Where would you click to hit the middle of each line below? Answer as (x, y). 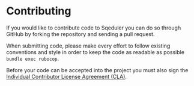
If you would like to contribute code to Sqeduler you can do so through (94, 28)
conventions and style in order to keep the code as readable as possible (95, 52)
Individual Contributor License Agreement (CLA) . (67, 76)
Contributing (39, 11)
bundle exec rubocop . (33, 58)
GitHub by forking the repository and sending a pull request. (80, 34)
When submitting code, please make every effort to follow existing (88, 46)
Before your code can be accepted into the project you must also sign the (97, 70)
